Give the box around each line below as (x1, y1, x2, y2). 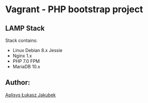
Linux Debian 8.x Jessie (12, 47, 62, 53)
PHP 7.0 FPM (12, 58, 40, 64)
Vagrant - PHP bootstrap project (5, 4, 143, 15)
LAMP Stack (5, 24, 45, 33)
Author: (5, 78, 30, 87)
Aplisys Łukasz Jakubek (5, 92, 56, 98)
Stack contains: (5, 37, 38, 43)
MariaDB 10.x (12, 64, 41, 69)
